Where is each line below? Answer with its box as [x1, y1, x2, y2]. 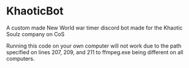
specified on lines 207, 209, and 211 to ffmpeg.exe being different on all [6, 48, 184, 55]
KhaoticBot [6, 4, 64, 18]
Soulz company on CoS [6, 30, 65, 37]
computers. [6, 55, 35, 62]
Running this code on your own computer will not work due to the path [6, 42, 182, 49]
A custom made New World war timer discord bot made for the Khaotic [6, 24, 183, 31]
